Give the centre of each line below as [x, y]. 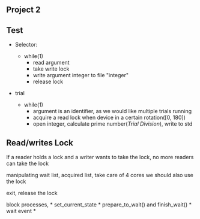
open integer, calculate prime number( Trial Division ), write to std [113, 124]
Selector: [26, 45]
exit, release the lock [32, 193]
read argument [51, 63]
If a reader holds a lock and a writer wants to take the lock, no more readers [100, 157]
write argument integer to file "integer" [81, 75]
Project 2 [23, 10]
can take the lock [28, 163]
